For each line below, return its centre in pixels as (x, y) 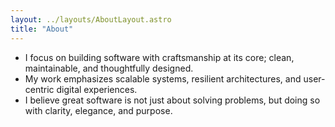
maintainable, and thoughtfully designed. (109, 68)
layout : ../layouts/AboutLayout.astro (91, 19)
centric (39, 89)
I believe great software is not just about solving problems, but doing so (172, 100)
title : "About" (42, 29)
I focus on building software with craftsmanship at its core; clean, (159, 57)
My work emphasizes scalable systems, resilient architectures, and (163, 78)
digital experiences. (97, 89)
